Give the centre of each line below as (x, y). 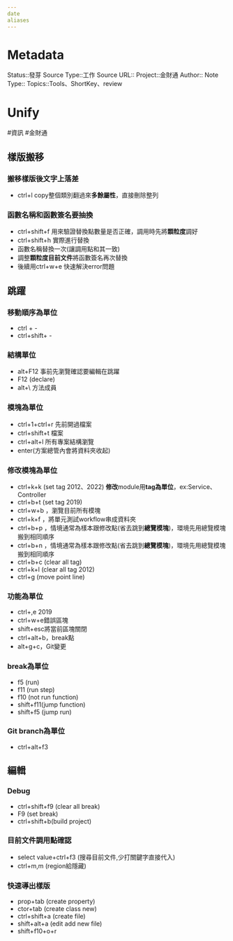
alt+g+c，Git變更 (42, 646)
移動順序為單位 (32, 312)
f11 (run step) (36, 689)
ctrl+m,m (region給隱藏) (52, 865)
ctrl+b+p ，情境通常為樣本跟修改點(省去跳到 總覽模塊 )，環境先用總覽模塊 (122, 528)
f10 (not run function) (48, 697)
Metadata (36, 55)
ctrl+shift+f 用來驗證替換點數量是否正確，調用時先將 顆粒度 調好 (107, 232)
